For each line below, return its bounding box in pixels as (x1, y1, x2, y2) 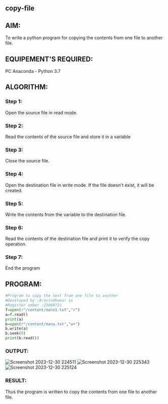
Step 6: (5, 224, 24, 231)
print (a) (5, 316, 24, 322)
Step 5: (5, 200, 24, 207)
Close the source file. (5, 158, 49, 164)
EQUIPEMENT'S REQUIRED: (5, 55, 93, 63)
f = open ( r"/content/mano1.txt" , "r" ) (5, 307, 80, 312)
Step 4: (5, 171, 24, 178)
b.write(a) (5, 326, 28, 331)
